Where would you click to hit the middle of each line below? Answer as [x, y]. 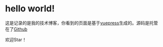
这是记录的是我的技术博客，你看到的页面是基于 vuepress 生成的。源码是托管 [81, 23]
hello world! [30, 9]
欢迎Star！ [16, 40]
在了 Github [16, 29]
